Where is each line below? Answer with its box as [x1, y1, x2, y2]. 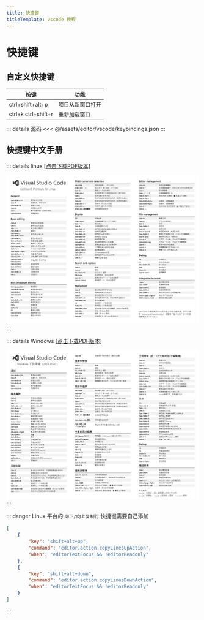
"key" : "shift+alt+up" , [28, 539, 89, 545]
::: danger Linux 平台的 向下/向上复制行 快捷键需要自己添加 [6, 512, 149, 520]
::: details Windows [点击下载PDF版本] [6, 338, 102, 345]
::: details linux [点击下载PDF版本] [6, 162, 90, 170]
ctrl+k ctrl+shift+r [9, 110, 54, 118]
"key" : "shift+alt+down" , [28, 570, 95, 577]
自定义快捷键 [6, 72, 55, 82]
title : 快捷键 [6, 10, 40, 16]
